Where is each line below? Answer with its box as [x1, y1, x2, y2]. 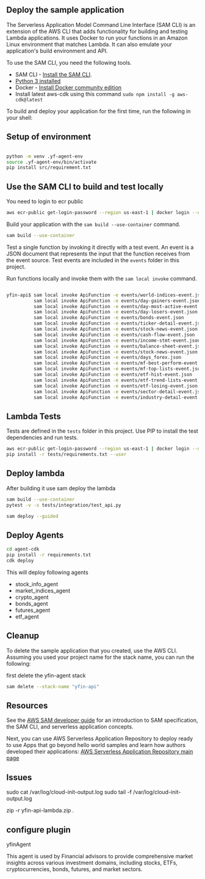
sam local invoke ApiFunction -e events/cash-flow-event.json [33, 331, 195, 338]
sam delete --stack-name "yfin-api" [6, 683, 99, 690]
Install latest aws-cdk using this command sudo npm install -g [15, 90, 175, 97]
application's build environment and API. [6, 47, 108, 54]
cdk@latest [15, 97, 43, 103]
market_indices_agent [15, 587, 71, 594]
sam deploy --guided [6, 513, 59, 519]
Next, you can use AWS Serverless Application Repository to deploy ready [6, 735, 193, 742]
